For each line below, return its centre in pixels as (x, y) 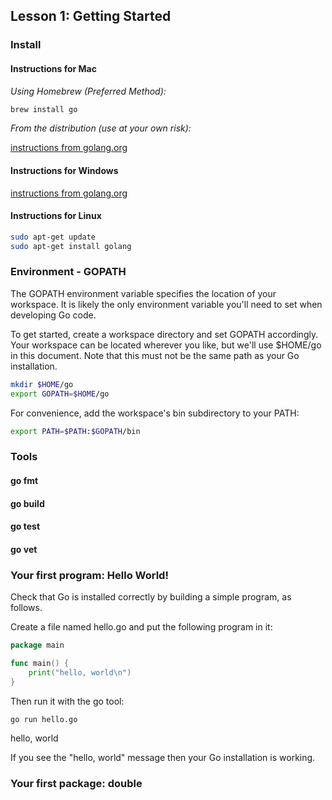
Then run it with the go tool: (67, 701)
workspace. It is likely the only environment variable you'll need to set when (166, 304)
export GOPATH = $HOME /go (60, 394)
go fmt (24, 480)
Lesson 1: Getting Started (91, 16)
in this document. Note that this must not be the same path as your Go (155, 355)
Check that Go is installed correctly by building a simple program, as (151, 597)
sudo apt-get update (53, 237)
